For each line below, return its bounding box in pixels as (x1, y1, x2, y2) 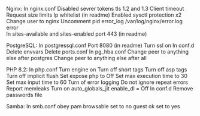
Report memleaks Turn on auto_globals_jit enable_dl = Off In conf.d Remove (6, 85, 193, 92)
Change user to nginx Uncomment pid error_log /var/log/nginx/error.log (6, 18, 183, 24)
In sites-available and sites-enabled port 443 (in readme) (6, 30, 147, 37)
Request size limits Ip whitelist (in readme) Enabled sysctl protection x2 (6, 11, 182, 18)
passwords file (6, 92, 43, 98)
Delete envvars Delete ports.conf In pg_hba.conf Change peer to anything (6, 48, 189, 55)
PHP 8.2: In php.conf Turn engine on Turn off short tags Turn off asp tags (6, 66, 187, 73)
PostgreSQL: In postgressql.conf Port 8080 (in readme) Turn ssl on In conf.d (6, 42, 195, 49)
